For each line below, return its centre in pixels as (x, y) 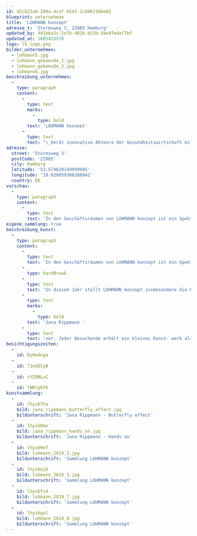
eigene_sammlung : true (34, 224)
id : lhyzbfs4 (33, 491)
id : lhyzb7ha (33, 404)
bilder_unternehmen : (31, 50)
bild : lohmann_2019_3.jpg (48, 475)
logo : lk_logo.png (28, 45)
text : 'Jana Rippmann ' (56, 322)
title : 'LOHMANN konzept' (38, 22)
